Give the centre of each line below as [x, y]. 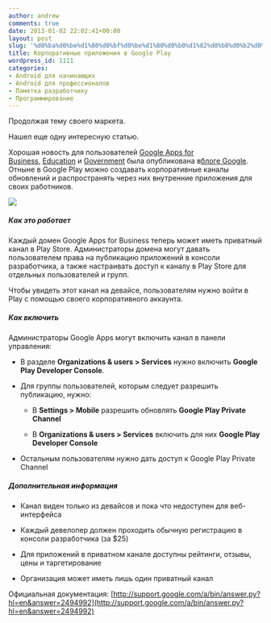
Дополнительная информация [63, 485]
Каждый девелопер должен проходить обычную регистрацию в [131, 530]
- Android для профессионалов [59, 83]
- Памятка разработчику [48, 91]
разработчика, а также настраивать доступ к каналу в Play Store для [127, 266]
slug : [17, 46]
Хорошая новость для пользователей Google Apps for [101, 152]
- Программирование [41, 98]
